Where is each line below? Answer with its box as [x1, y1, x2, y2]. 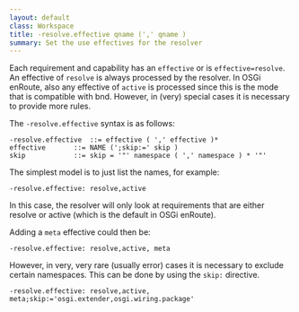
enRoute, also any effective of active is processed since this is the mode [9, 82, 279, 92]
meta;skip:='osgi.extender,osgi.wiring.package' [9, 295, 195, 304]
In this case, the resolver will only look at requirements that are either [9, 200, 265, 211]
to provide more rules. [9, 100, 92, 112]
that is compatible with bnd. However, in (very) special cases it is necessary [9, 91, 290, 102]
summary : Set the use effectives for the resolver [9, 38, 203, 48]
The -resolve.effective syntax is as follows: [9, 118, 175, 129]
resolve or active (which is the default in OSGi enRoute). [9, 210, 216, 221]
